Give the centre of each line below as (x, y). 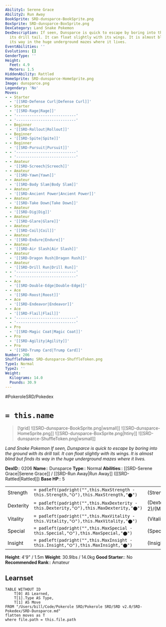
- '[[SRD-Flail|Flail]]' (35, 313)
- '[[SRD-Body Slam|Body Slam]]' (44, 185)
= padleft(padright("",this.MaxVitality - (84, 516)
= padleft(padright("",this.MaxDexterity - (86, 503)
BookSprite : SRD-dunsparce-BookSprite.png (49, 19)
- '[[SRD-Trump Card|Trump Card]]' (46, 350)
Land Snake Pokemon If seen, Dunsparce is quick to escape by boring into (81, 448)
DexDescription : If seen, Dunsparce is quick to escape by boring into (80, 33)
